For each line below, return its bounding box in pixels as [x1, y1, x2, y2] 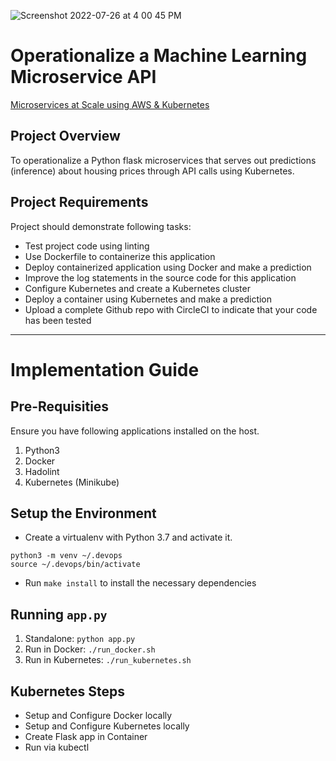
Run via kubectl [24, 741, 90, 753]
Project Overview [10, 128, 121, 145]
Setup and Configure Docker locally [24, 710, 173, 721]
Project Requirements [10, 194, 149, 211]
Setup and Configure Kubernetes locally [24, 720, 190, 732]
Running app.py [10, 606, 108, 623]
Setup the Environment [10, 505, 157, 522]
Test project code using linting [24, 240, 150, 252]
